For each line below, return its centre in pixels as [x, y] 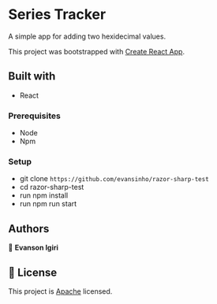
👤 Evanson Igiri [34, 248]
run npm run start [48, 204]
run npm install [44, 195]
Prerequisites [34, 116]
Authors [29, 229]
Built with [32, 76]
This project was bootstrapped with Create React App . [97, 51]
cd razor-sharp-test [52, 187]
